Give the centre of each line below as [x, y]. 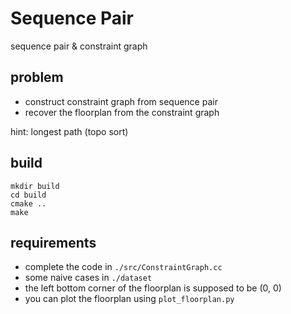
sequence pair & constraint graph [79, 46]
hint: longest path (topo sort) [69, 131]
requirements [53, 242]
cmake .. [28, 203]
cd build [28, 195]
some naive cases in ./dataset [88, 278]
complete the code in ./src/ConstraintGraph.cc [123, 267]
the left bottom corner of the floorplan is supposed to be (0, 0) [153, 288]
